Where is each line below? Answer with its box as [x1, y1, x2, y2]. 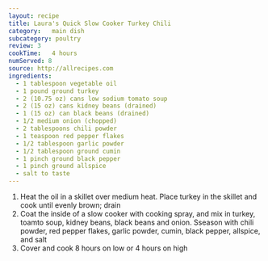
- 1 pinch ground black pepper [15, 154, 121, 162]
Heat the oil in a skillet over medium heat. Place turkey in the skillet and [19, 192, 258, 201]
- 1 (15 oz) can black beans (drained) [15, 110, 150, 118]
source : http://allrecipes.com [8, 65, 114, 73]
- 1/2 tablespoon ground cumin [15, 147, 121, 155]
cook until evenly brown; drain [19, 200, 121, 210]
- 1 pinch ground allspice [15, 162, 107, 170]
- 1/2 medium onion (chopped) [15, 117, 117, 125]
